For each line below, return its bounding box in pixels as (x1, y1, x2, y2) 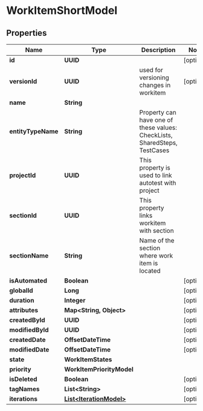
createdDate (9, 336, 46, 344)
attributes (9, 306, 38, 314)
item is (139, 259, 158, 267)
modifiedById (9, 326, 50, 334)
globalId (9, 286, 33, 295)
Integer (64, 296, 86, 304)
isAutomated (9, 276, 47, 285)
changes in (139, 81, 171, 89)
